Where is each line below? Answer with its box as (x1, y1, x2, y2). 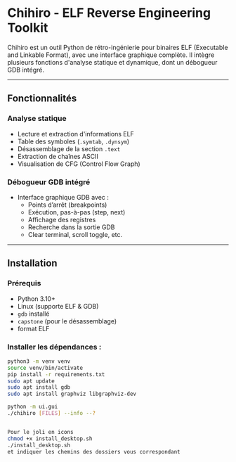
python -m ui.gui (7, 403, 58, 411)
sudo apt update (7, 378, 55, 385)
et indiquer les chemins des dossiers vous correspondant (7, 448, 181, 455)
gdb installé (17, 309, 50, 318)
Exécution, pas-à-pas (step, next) (27, 207, 126, 216)
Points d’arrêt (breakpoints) (27, 200, 107, 209)
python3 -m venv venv (7, 357, 71, 365)
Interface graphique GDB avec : (17, 193, 109, 201)
